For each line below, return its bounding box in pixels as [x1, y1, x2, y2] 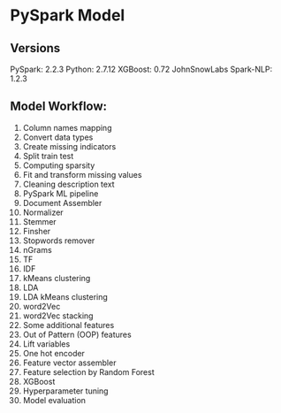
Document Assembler [22, 197, 103, 208]
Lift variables [22, 338, 71, 349]
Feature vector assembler [22, 357, 117, 368]
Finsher [22, 226, 51, 236]
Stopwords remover [22, 235, 95, 246]
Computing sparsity [22, 160, 95, 171]
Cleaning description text [22, 179, 115, 189]
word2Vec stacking [22, 310, 94, 321]
